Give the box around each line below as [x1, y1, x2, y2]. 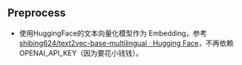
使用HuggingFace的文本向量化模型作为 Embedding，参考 [18, 28, 208, 38]
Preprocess [7, 6, 66, 20]
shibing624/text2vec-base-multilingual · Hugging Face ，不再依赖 [18, 38, 234, 48]
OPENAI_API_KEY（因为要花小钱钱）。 [18, 48, 143, 58]
